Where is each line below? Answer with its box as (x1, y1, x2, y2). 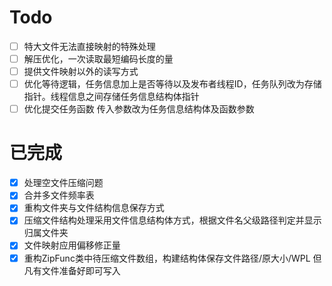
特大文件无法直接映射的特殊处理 (23, 40, 156, 52)
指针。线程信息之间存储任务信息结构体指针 (23, 91, 200, 103)
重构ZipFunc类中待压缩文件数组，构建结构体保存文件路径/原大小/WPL (23, 252, 311, 264)
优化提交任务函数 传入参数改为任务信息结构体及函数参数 (23, 103, 255, 115)
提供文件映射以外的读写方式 (23, 66, 139, 78)
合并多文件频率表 (23, 189, 95, 201)
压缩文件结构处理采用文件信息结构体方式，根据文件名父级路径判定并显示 (23, 214, 322, 226)
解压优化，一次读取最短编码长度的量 (23, 53, 174, 65)
